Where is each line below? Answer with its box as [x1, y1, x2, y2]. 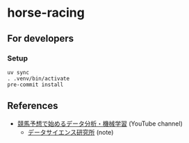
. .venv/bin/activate [7, 75, 70, 82]
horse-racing [7, 5, 85, 21]
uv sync [7, 69, 30, 76]
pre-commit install [7, 81, 64, 88]
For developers [7, 33, 74, 44]
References [7, 100, 58, 112]
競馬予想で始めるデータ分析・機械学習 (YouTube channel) [17, 119, 183, 128]
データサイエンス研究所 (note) [27, 128, 114, 136]
